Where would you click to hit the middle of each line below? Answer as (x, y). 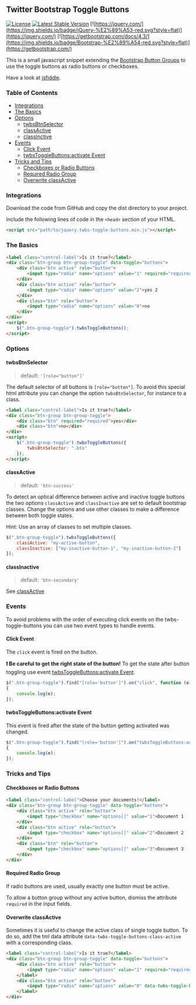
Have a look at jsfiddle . (34, 77)
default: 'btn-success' (47, 485)
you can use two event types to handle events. (99, 625)
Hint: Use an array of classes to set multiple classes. (69, 527)
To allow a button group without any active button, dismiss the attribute (92, 898)
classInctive (38, 136)
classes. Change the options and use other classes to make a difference (93, 509)
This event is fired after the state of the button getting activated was (88, 725)
